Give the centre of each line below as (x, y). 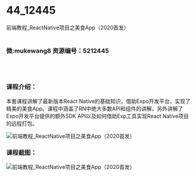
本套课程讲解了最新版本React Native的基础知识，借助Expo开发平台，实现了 (98, 101)
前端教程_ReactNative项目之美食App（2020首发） (68, 27)
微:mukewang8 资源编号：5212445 (57, 51)
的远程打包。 (22, 123)
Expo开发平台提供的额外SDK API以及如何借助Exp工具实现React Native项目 (98, 116)
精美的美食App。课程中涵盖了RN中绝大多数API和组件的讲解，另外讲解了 (95, 108)
